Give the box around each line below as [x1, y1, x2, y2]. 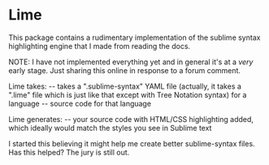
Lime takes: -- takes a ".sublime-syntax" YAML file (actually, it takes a [8, 81, 242, 91]
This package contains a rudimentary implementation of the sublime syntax [8, 33, 261, 42]
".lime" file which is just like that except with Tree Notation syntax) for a [8, 89, 247, 99]
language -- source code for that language [8, 98, 152, 108]
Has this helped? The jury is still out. [8, 147, 130, 157]
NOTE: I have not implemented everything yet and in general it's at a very [8, 57, 254, 67]
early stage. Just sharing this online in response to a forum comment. [8, 65, 241, 75]
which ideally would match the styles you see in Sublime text [8, 123, 212, 132]
